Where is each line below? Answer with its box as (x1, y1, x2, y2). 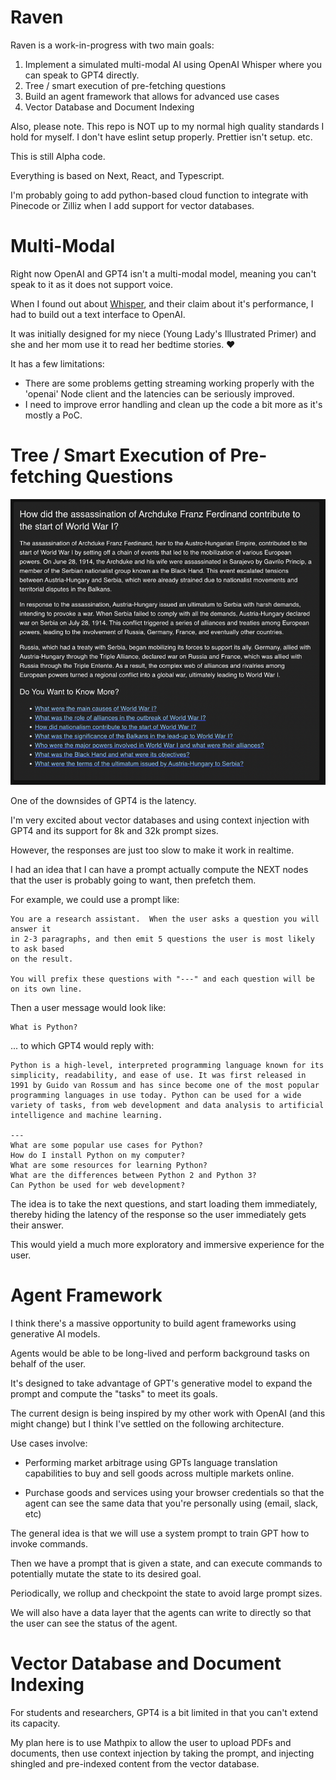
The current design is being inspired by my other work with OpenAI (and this (10, 1407, 326, 1419)
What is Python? (10, 1022, 78, 1032)
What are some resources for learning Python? (10, 1160, 208, 1170)
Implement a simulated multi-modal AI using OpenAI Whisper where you (24, 58, 322, 70)
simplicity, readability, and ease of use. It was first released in (10, 1070, 307, 1080)
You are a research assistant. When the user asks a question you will (10, 914, 320, 924)
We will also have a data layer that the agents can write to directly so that (10, 1606, 312, 1618)
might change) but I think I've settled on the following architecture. (10, 1417, 285, 1430)
